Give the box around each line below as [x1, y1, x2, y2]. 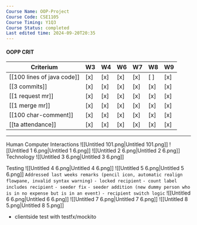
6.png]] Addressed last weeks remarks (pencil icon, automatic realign [6, 171, 183, 178]
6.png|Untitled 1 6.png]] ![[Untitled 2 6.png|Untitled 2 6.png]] [33, 147, 181, 154]
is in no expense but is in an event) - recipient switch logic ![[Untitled [6, 189, 191, 196]
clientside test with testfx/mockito [14, 213, 97, 220]
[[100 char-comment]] [9, 111, 74, 119]
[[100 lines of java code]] [9, 73, 80, 81]
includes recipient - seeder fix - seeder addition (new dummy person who [6, 185, 191, 191]
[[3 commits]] [9, 82, 47, 91]
